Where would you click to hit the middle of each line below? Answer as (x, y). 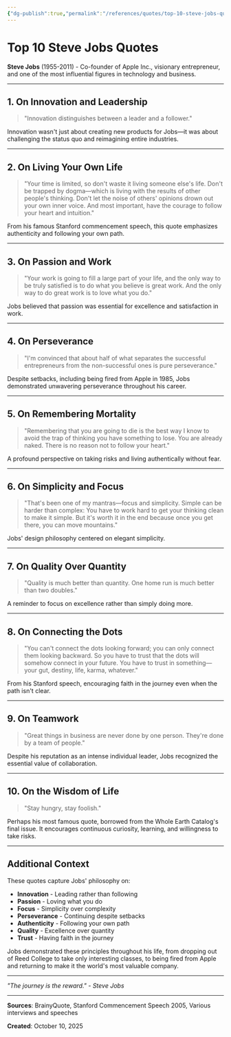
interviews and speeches (43, 1012)
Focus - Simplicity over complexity (66, 908)
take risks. (22, 836)
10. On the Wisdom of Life (63, 792)
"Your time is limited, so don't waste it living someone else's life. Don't (123, 184)
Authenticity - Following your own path (73, 923)
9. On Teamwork (43, 719)
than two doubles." (51, 590)
